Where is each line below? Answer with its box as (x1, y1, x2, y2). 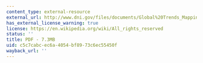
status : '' (6, 31, 34, 37)
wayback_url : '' (6, 48, 47, 54)
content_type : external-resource (6, 8, 91, 15)
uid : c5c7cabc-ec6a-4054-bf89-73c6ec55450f (6, 43, 118, 49)
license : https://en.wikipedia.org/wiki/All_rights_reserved (6, 25, 164, 32)
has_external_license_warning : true (6, 20, 98, 26)
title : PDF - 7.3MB (6, 37, 56, 43)
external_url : (6, 14, 42, 20)
